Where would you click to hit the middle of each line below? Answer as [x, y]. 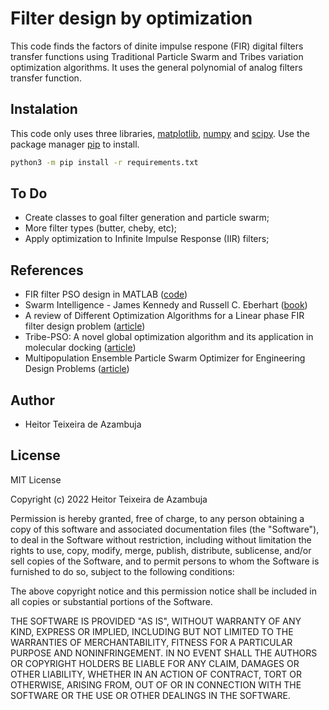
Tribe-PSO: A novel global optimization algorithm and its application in [169, 337]
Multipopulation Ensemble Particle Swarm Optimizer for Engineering [165, 358]
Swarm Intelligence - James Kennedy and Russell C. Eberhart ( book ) [166, 305]
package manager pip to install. [75, 144]
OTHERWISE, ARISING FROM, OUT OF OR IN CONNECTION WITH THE [156, 684]
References [47, 270]
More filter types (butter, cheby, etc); [100, 228]
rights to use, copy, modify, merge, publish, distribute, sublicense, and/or [161, 550]
